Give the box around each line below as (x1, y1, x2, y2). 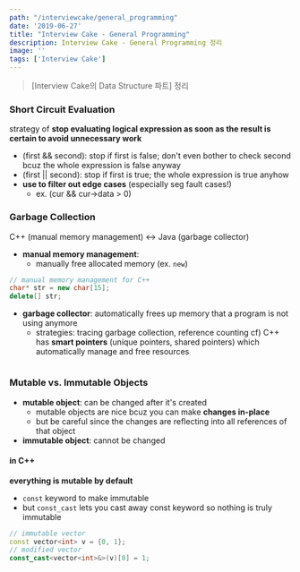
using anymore (21, 318, 78, 329)
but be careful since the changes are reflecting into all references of (35, 415, 287, 426)
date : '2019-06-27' (9, 21, 82, 30)
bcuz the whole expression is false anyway (21, 160, 182, 171)
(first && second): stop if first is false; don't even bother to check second (21, 150, 291, 161)
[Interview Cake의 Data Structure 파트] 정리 (30, 81, 190, 90)
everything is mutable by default (9, 475, 133, 486)
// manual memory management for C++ (9, 275, 150, 285)
